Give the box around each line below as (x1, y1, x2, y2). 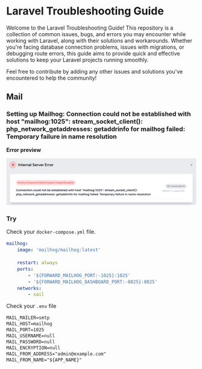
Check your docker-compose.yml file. (6, 228, 96, 236)
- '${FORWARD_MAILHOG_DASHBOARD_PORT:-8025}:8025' (28, 279, 158, 285)
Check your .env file (6, 303, 57, 310)
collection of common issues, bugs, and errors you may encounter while (6, 30, 186, 37)
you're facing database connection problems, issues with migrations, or (6, 43, 185, 51)
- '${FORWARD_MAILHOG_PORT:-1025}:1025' (28, 273, 131, 279)
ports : (17, 266, 34, 272)
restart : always (17, 260, 58, 266)
